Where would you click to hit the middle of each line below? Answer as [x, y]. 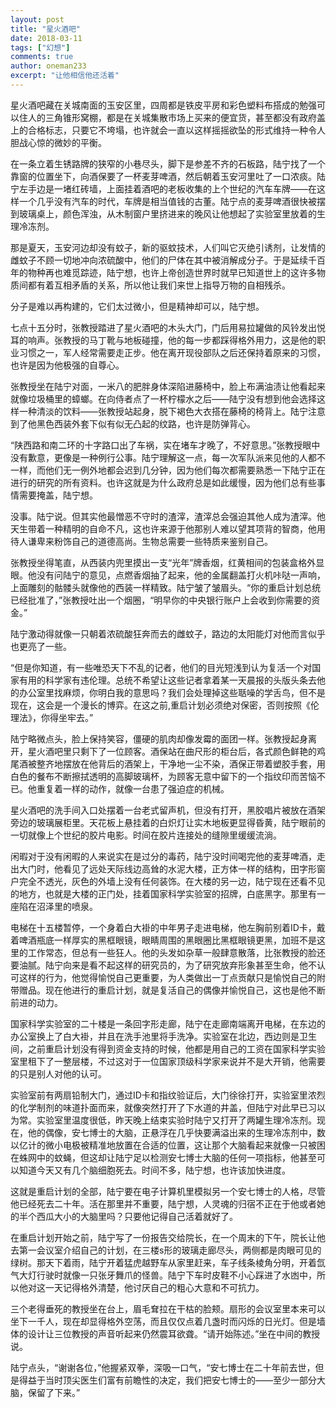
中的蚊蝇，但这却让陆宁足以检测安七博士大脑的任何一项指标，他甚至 [176, 1157]
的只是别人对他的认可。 [58, 1073]
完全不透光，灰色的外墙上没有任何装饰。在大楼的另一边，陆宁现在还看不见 [172, 881]
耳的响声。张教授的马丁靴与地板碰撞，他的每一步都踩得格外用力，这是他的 [163, 340]
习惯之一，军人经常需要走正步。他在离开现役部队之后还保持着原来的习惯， [172, 352]
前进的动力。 [36, 1002]
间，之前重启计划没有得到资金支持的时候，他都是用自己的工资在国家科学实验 [168, 1048]
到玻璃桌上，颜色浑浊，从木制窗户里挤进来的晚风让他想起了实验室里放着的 [163, 213]
